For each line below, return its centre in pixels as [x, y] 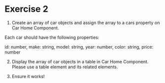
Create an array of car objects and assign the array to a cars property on [86, 23]
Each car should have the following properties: [52, 37]
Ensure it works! [28, 76]
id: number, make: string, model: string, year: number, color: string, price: [79, 47]
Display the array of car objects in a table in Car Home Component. [80, 61]
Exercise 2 [26, 9]
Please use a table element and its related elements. [65, 67]
